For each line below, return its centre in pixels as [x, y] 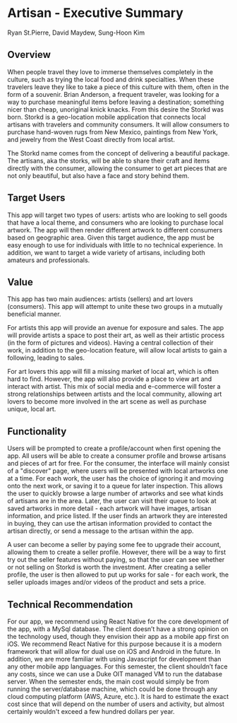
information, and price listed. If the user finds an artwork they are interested [117, 516]
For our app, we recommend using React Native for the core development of [118, 621]
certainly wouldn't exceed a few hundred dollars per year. [91, 711]
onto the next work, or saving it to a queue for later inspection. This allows [115, 486]
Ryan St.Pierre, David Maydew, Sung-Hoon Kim [76, 33]
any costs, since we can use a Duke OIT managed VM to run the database [115, 674]
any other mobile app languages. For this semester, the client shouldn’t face [117, 666]
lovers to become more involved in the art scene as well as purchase [107, 401]
